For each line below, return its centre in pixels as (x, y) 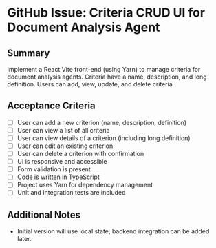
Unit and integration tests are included (71, 193)
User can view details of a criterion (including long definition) (104, 138)
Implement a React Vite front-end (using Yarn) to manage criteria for (104, 69)
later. (24, 239)
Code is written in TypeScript (58, 177)
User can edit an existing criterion (65, 146)
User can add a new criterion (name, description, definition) (102, 122)
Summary (29, 53)
